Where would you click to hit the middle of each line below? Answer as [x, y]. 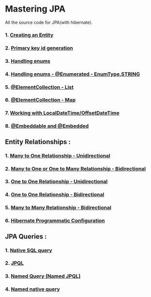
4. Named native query [33, 289]
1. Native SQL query [29, 250]
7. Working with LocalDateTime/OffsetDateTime [62, 113]
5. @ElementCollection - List [39, 87]
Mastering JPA [35, 9]
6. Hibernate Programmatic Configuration [55, 221]
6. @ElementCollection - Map [41, 100]
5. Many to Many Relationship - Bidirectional [58, 208]
